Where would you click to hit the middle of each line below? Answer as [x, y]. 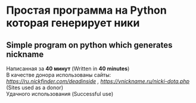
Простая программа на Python [86, 10]
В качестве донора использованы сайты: [59, 75]
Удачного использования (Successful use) [60, 94]
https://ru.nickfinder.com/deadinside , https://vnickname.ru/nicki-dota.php [98, 81]
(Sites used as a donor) [35, 88]
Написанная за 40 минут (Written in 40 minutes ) [68, 68]
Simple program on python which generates [89, 45]
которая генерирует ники [73, 23]
